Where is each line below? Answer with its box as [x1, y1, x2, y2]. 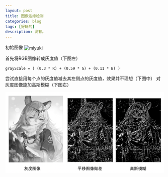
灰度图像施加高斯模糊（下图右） [5, 81, 71, 87]
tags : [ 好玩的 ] [5, 24, 35, 29]
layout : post [5, 8, 33, 13]
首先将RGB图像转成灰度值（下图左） [5, 55, 80, 61]
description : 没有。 [5, 29, 46, 35]
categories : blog [5, 19, 42, 24]
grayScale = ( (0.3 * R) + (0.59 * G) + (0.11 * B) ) [5, 66, 121, 71]
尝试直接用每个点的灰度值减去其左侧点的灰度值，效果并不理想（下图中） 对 [5, 75, 161, 81]
